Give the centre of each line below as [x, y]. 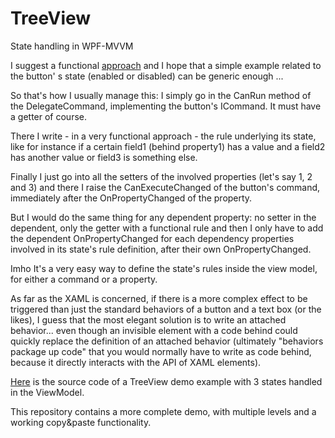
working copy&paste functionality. [81, 422]
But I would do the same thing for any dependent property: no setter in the [163, 217]
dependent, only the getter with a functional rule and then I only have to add [167, 228]
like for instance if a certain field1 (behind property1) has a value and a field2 [168, 146]
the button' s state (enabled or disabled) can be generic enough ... [147, 76]
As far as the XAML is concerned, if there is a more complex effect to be [159, 298]
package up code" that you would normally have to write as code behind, [161, 351]
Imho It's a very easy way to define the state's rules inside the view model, [164, 268]
